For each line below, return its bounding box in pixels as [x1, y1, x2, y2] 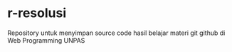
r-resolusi [7, 5, 67, 21]
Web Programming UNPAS [7, 36, 85, 44]
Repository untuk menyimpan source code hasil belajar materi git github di [7, 28, 226, 37]
